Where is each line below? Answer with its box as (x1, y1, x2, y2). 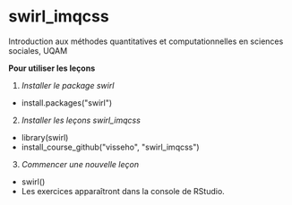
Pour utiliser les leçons (8, 63, 96, 73)
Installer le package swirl (21, 80, 115, 90)
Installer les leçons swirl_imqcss (21, 115, 141, 125)
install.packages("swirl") (21, 97, 113, 108)
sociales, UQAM (8, 45, 68, 56)
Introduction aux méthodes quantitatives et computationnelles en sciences (8, 36, 284, 47)
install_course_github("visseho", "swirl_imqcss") (21, 141, 200, 152)
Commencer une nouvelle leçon (21, 158, 140, 169)
